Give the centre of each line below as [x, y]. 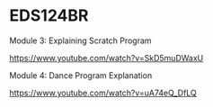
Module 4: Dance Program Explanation [81, 75]
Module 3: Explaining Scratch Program [80, 40]
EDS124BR [49, 16]
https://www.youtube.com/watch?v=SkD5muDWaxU [106, 58]
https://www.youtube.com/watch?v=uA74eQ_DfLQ [103, 93]
